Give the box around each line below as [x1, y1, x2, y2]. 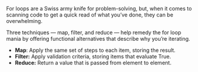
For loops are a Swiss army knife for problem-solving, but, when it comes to [6, 5, 192, 12]
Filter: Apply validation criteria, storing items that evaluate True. [14, 53, 171, 60]
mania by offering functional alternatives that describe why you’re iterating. [6, 35, 190, 42]
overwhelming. [6, 18, 43, 24]
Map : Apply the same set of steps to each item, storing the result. [14, 47, 176, 54]
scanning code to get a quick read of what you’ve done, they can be [6, 11, 174, 18]
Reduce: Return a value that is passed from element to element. [14, 59, 172, 66]
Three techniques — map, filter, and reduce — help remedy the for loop [6, 29, 181, 36]
